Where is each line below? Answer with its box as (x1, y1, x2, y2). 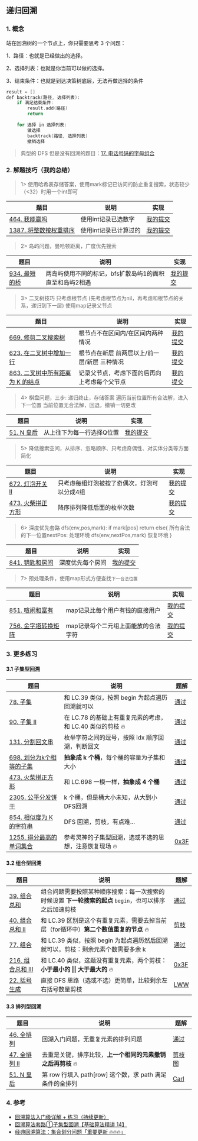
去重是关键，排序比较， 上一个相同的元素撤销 (42, 1051, 166, 1059)
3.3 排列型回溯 (6, 1003, 42, 1010)
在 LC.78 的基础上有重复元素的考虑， (64, 713, 167, 722)
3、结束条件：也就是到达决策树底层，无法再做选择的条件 (6, 77, 144, 84)
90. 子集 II (9, 717, 37, 726)
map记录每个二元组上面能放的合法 (65, 622, 161, 630)
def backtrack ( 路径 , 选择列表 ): (6, 94, 81, 101)
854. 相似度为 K (9, 813, 53, 821)
